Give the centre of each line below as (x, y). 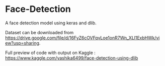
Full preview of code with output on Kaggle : (50, 53)
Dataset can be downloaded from (39, 32)
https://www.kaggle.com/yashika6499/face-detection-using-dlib (72, 58)
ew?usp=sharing (22, 43)
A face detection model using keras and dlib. (51, 23)
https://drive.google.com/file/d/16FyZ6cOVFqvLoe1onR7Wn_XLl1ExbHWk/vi (82, 38)
